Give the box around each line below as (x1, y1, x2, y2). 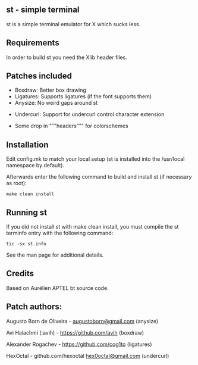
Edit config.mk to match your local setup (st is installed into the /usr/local (6, 155, 185, 163)
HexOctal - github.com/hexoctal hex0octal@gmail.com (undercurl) (6, 352, 169, 359)
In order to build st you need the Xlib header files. (6, 54, 128, 61)
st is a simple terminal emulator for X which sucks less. (6, 20, 141, 27)
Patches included (6, 71, 73, 81)
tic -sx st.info (6, 241, 46, 247)
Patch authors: (6, 302, 62, 312)
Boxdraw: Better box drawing (14, 86, 86, 94)
